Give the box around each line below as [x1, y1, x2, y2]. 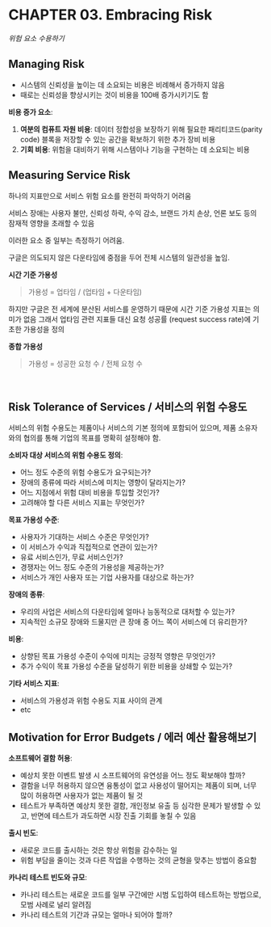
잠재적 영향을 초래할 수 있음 [8, 218, 95, 228]
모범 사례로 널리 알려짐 [19, 900, 92, 910]
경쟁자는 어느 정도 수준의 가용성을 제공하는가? [19, 563, 165, 572]
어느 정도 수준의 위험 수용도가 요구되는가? [19, 467, 152, 478]
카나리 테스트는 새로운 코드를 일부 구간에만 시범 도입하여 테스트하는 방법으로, [19, 890, 262, 900]
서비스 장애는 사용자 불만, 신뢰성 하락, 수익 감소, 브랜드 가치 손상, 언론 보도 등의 [8, 208, 257, 217]
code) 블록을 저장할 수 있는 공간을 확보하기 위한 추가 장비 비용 [19, 134, 216, 144]
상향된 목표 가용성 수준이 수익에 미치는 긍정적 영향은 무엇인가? [19, 651, 216, 661]
